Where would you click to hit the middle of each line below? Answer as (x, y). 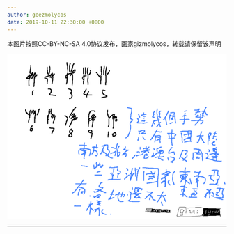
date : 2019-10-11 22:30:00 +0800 (56, 22)
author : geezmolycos (37, 15)
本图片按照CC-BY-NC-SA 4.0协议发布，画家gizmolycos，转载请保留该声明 (114, 44)
